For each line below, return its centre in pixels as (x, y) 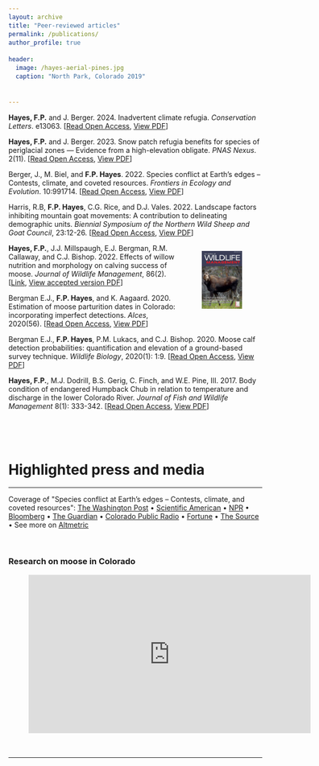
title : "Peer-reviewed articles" (64, 25)
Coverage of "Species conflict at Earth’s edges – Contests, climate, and (126, 500)
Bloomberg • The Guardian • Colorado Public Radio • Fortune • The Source (134, 517)
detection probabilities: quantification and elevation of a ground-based (126, 348)
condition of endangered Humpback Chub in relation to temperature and (128, 389)
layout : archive (35, 17)
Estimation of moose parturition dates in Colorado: (92, 307)
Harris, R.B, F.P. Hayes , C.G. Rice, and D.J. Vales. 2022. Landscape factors (133, 207)
